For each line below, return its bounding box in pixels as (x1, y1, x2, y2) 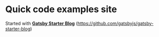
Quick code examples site (5, 4, 118, 15)
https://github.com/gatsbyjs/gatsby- (77, 20, 154, 26)
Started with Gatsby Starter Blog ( (5, 20, 78, 26)
